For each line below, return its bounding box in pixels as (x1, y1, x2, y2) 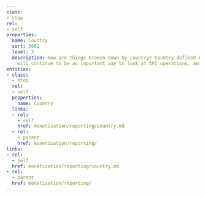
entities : (6, 66, 32, 72)
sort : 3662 (12, 44, 40, 50)
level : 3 (12, 49, 34, 55)
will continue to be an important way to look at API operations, (17, 60, 191, 66)
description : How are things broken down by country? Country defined (12, 55, 196, 61)
